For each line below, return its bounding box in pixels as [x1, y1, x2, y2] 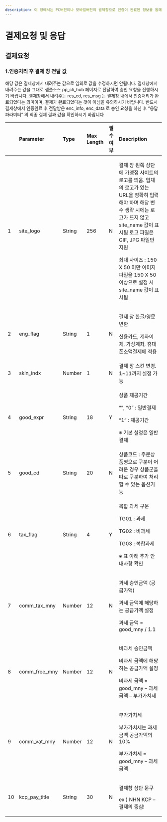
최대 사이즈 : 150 [118, 256, 157, 263]
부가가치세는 [118, 724, 147, 731]
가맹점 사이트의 [124, 169, 159, 176]
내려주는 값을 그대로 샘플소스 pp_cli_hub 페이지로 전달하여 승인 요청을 [5, 86, 141, 92]
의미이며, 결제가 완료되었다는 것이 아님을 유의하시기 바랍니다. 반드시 [26, 99, 158, 105]
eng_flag [19, 330, 40, 337]
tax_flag [19, 531, 38, 538]
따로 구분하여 [118, 473, 148, 480]
